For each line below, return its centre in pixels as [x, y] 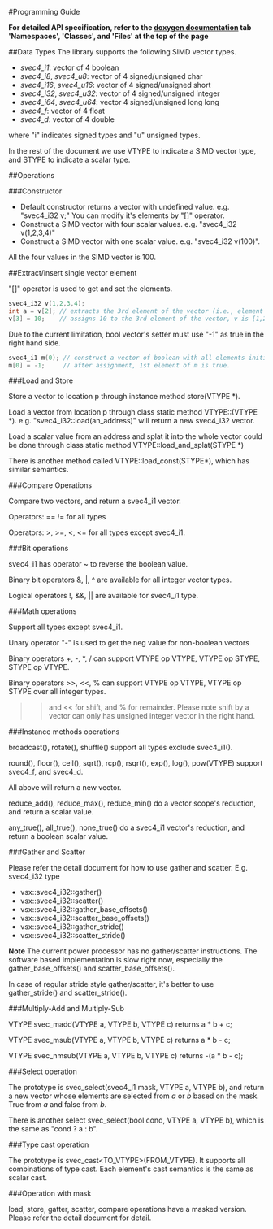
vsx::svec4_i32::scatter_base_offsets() [85, 918]
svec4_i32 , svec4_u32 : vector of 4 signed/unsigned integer [120, 93]
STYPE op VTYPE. [39, 667]
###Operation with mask [50, 1193]
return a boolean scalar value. [58, 836]
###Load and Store [41, 380]
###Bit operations [39, 549]
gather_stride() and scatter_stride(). [68, 993]
